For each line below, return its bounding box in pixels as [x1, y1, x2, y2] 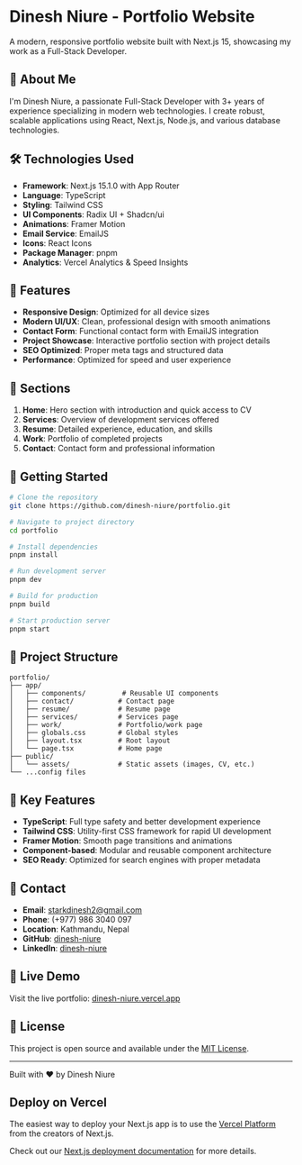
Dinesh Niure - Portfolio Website [9, 6, 255, 27]
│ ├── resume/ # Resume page [9, 705, 171, 714]
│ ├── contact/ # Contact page [9, 696, 175, 706]
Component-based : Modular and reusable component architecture [22, 845, 272, 856]
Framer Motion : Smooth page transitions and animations [22, 835, 233, 846]
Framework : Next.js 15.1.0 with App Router [22, 180, 180, 191]
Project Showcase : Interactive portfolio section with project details [22, 335, 271, 346]
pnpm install [9, 551, 58, 560]
